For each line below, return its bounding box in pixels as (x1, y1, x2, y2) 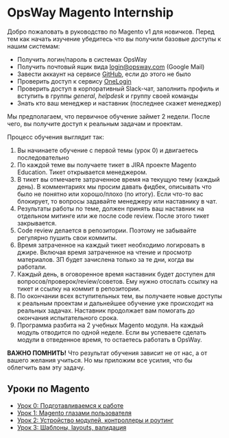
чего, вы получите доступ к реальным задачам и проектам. (7, 119, 183, 127)
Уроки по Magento (7, 383, 90, 395)
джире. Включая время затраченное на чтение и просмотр (16, 248, 192, 256)
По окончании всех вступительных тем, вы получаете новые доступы (16, 291, 223, 300)
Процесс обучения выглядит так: (7, 132, 104, 141)
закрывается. (16, 219, 57, 227)
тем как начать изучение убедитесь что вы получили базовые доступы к (7, 34, 221, 42)
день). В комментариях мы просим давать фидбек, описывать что (16, 182, 212, 191)
